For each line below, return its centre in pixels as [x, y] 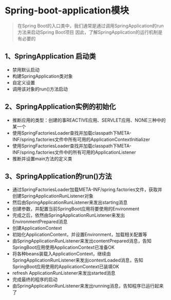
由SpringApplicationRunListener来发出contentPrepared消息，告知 [82, 241]
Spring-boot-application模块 [67, 11]
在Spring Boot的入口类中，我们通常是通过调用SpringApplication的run [90, 26]
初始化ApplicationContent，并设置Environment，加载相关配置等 [80, 235]
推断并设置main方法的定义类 [42, 158]
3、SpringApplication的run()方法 [59, 176]
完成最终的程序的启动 [35, 279]
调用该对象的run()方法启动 [40, 89]
